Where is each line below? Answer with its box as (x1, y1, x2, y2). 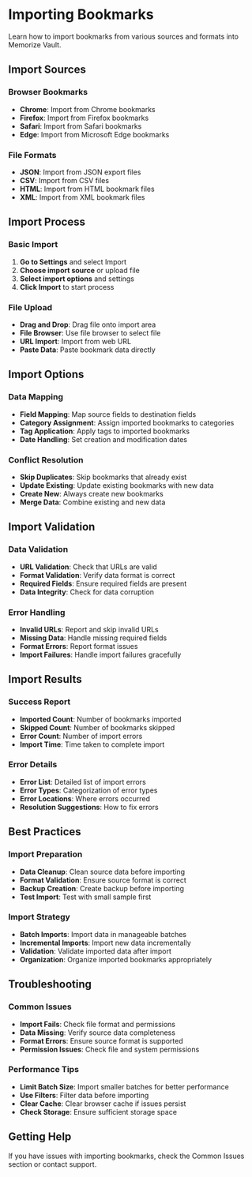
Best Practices (8, 825, 81, 838)
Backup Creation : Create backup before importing (19, 883, 184, 893)
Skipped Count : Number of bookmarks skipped (19, 722, 175, 732)
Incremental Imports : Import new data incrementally (19, 938, 191, 947)
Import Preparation (8, 849, 83, 860)
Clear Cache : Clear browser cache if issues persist (19, 1099, 186, 1108)
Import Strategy (8, 912, 71, 923)
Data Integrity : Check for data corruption (19, 587, 155, 597)
